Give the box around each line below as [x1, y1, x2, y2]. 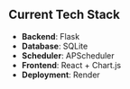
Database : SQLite [21, 40, 88, 51]
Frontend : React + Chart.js [21, 59, 122, 70]
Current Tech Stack [8, 7, 121, 22]
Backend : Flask [21, 31, 80, 41]
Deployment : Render [21, 69, 100, 80]
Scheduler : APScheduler [21, 49, 115, 61]
